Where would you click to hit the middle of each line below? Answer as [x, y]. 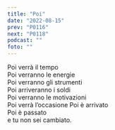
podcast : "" [25, 40]
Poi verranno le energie [41, 75]
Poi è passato [27, 112]
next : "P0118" [28, 34]
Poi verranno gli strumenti [45, 82]
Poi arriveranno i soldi [39, 90]
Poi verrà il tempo [33, 67]
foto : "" [20, 47]
